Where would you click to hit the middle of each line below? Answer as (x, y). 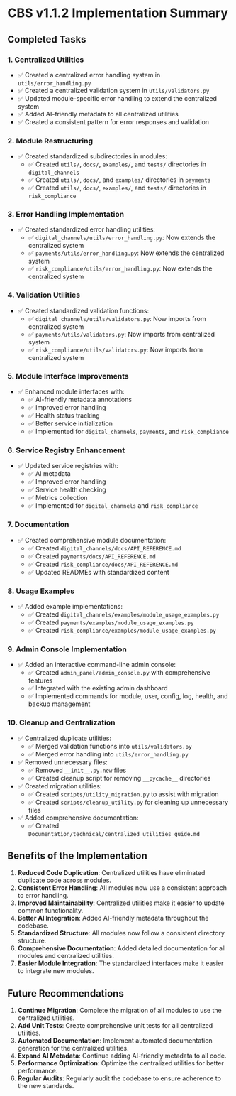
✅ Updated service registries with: (68, 466)
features (40, 680)
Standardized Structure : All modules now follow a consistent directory (121, 933)
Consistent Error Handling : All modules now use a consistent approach (122, 888)
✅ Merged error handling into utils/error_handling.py (108, 754)
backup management (59, 704)
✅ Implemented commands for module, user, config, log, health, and (128, 696)
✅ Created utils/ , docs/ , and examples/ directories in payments (119, 180)
